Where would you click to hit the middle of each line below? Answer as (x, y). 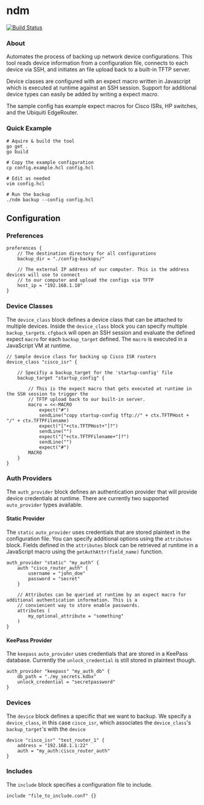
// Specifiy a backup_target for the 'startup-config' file (95, 372)
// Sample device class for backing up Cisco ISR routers (81, 356)
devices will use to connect (43, 275)
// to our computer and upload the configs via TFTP (86, 280)
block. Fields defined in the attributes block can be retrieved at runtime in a (102, 545)
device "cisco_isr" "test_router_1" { (55, 740)
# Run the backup (28, 194)
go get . (17, 146)
